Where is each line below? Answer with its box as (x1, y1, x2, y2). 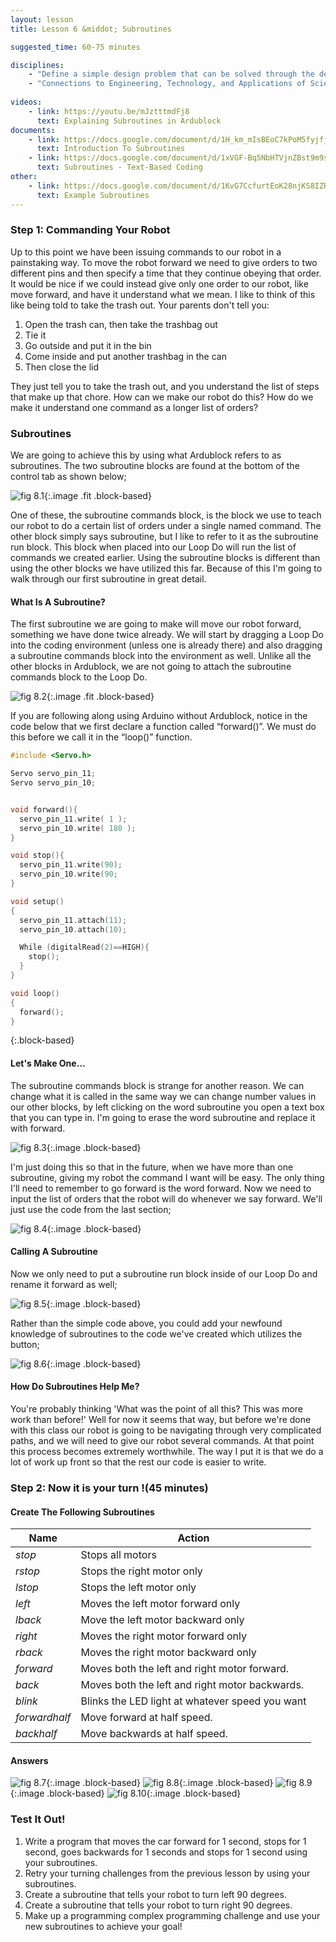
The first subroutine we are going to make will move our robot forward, (10, 618, 302, 630)
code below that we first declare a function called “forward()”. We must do (10, 721, 317, 733)
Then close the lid (24, 361, 100, 373)
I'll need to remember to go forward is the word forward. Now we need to (10, 1182, 312, 1194)
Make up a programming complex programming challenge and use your (24, 1909, 321, 1921)
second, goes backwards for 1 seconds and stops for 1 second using (24, 1846, 308, 1858)
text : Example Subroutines (36, 190, 150, 200)
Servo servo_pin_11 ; (10, 769, 97, 779)
